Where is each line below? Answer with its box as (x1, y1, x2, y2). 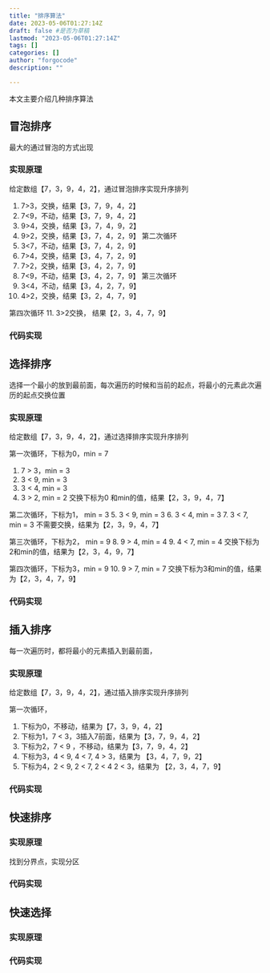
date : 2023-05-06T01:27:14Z (9, 19, 103, 27)
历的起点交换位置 (9, 390, 66, 400)
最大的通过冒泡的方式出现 (9, 142, 94, 152)
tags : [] (9, 42, 38, 50)
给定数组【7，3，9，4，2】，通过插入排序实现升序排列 (9, 687, 189, 697)
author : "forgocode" (9, 57, 79, 65)
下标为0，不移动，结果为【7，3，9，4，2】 (20, 722, 167, 731)
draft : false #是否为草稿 (9, 26, 90, 34)
